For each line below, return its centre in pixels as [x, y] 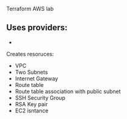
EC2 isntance [31, 111]
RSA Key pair [31, 104]
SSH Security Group [40, 98]
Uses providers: [37, 27]
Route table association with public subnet [68, 91]
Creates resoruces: [30, 54]
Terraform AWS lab [30, 9]
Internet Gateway [37, 79]
